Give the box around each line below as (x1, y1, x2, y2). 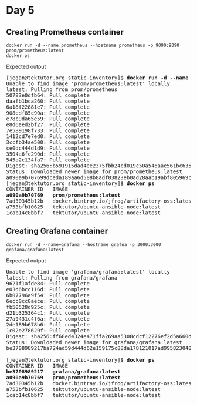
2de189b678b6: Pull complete (6, 321, 90, 328)
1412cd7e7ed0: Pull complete (6, 133, 90, 140)
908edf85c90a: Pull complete (6, 110, 90, 116)
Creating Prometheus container (6, 27, 124, 37)
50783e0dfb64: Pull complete (6, 92, 90, 99)
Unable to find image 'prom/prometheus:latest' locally (6, 80, 170, 87)
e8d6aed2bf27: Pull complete (6, 122, 90, 128)
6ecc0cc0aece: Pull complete (6, 298, 90, 304)
